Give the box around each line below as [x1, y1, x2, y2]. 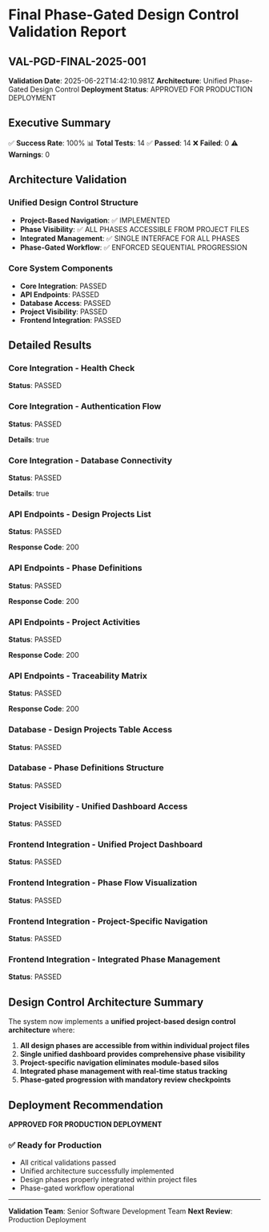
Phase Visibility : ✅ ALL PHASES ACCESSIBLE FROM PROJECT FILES [19, 224, 250, 234]
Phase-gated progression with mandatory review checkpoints [19, 1075, 231, 1085]
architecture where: [8, 1026, 75, 1035]
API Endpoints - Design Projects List [8, 508, 152, 520]
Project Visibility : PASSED [19, 307, 108, 316]
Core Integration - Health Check [8, 363, 135, 374]
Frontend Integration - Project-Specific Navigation [8, 916, 208, 927]
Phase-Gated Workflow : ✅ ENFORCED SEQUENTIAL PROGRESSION [19, 243, 248, 252]
